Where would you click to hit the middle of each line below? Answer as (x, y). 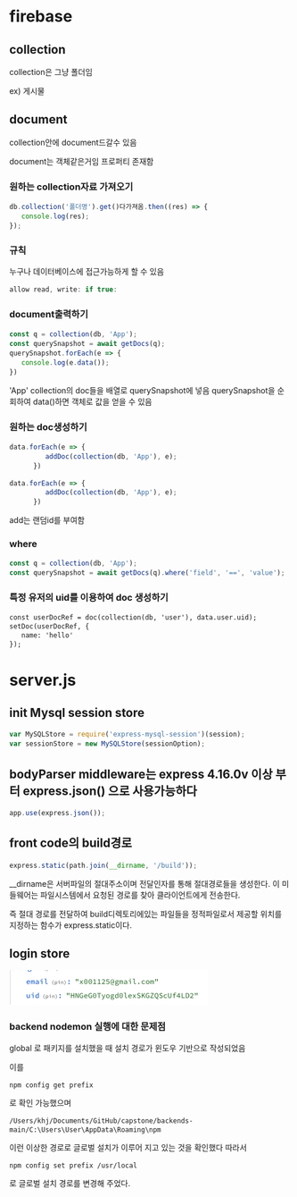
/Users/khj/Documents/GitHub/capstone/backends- (101, 1121)
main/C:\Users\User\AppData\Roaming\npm (86, 1130)
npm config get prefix (51, 1085)
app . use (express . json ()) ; (57, 813)
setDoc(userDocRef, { (49, 627)
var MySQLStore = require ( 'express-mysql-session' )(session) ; (127, 735)
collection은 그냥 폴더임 (51, 72)
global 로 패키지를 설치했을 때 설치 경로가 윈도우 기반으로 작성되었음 (128, 1048)
